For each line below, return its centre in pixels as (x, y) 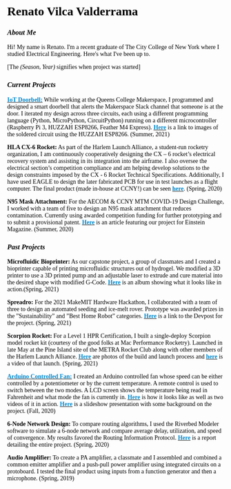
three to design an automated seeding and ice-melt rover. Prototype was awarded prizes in (115, 309)
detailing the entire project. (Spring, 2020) (58, 445)
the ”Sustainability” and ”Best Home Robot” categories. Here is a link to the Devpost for (115, 316)
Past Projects (26, 247)
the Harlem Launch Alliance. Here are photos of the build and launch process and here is (115, 357)
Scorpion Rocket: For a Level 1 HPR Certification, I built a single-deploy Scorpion (109, 336)
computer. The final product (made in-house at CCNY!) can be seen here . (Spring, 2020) (114, 188)
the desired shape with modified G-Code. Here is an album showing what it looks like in (114, 283)
